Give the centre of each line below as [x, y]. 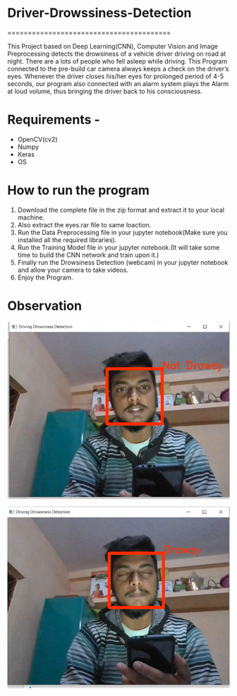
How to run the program [78, 190]
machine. [31, 217]
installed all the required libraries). [67, 240]
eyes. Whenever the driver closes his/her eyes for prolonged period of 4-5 [116, 76]
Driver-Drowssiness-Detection [99, 13]
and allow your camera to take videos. [73, 270]
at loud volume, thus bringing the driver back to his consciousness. [105, 91]
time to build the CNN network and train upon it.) [88, 255]
